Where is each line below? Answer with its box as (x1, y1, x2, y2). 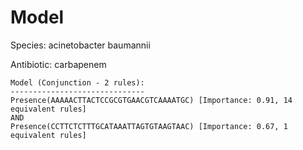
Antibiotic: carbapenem (10, 58, 107, 70)
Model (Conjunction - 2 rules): (10, 77, 145, 88)
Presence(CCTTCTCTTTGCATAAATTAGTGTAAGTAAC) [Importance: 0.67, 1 (10, 121, 288, 131)
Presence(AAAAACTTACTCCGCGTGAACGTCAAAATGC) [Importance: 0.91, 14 (10, 95, 293, 105)
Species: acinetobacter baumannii (10, 39, 151, 51)
